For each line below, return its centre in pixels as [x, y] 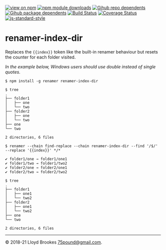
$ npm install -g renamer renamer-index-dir [52, 81]
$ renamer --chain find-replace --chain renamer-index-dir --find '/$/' [82, 146]
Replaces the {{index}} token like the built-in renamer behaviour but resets [82, 51]
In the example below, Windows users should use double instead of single [81, 66]
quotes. [13, 72]
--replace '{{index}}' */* [33, 150]
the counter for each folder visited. [41, 57]
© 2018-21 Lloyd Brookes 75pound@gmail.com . [54, 242]
